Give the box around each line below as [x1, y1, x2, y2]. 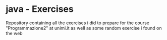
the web [6, 30, 23, 36]
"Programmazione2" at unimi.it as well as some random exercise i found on [6, 25, 162, 31]
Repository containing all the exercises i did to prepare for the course [6, 20, 149, 26]
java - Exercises [6, 3, 74, 15]
